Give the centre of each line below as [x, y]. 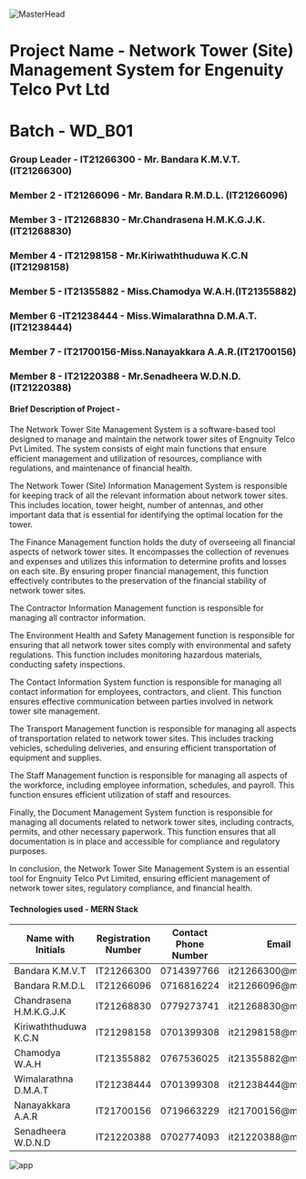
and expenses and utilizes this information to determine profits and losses [148, 561]
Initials [50, 950]
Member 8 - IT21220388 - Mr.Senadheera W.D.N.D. [125, 376]
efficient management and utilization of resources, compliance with [136, 458]
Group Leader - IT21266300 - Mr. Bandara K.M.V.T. [125, 159]
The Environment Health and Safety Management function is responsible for [152, 635]
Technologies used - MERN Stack [74, 909]
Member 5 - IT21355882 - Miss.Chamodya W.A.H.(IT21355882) [153, 291]
